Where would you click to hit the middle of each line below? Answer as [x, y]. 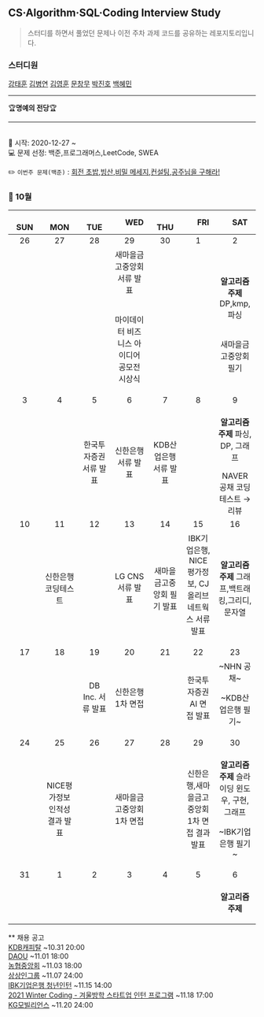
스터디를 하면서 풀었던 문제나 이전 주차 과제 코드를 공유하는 [117, 33]
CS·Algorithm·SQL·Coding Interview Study [115, 13]
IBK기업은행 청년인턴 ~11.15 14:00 [60, 985]
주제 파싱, [235, 434]
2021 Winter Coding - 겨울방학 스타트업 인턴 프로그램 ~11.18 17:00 [111, 995]
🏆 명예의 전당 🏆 [33, 108]
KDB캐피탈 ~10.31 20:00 [46, 948]
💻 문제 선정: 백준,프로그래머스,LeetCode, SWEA [83, 153]
